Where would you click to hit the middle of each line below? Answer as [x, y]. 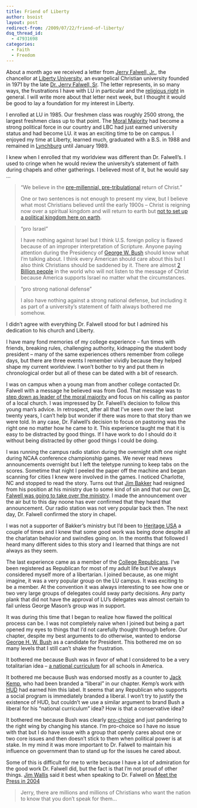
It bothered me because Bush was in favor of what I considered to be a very [98, 659]
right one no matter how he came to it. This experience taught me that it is [96, 428]
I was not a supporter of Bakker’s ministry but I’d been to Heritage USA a [94, 526]
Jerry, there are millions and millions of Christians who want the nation [106, 792]
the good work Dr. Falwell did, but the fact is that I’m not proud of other [92, 768]
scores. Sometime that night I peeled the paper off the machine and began [96, 470]
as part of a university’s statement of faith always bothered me [96, 307]
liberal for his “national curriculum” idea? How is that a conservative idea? [95, 708]
